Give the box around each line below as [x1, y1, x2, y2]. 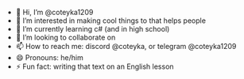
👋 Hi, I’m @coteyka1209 [15, 8, 94, 17]
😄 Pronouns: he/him [15, 53, 83, 62]
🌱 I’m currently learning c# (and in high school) [15, 24, 170, 33]
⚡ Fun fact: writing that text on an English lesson [15, 62, 174, 71]
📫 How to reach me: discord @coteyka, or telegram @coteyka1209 [15, 42, 237, 51]
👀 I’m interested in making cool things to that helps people [15, 16, 207, 25]
